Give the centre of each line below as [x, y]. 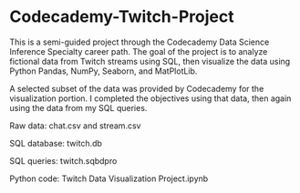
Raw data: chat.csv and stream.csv [75, 126]
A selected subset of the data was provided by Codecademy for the [137, 88]
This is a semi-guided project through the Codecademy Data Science [140, 42]
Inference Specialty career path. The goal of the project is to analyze [139, 51]
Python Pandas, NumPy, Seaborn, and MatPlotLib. [103, 71]
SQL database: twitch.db [56, 143]
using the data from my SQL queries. [78, 107]
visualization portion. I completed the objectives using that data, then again [150, 98]
